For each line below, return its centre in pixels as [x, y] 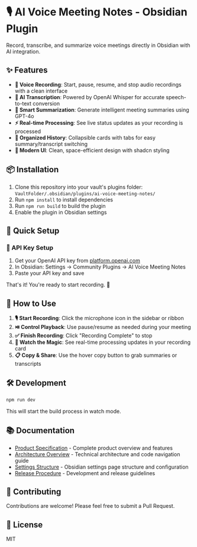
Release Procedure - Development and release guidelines [85, 473]
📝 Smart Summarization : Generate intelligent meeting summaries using [102, 110]
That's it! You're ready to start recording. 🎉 [58, 285]
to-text [23, 103]
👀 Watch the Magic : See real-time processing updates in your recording [103, 342]
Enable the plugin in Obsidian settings [61, 212]
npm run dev [21, 400]
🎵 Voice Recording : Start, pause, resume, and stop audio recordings [98, 84]
